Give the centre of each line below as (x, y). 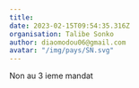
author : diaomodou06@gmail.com (68, 42)
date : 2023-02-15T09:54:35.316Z (69, 26)
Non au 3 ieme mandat (52, 76)
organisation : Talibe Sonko (62, 34)
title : (22, 17)
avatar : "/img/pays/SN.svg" (62, 51)
